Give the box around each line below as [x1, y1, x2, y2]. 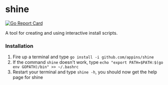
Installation [5, 42, 34, 49]
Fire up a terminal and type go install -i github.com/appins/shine [12, 54, 154, 60]
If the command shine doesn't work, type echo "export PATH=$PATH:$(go [12, 59, 163, 65]
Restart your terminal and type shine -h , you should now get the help [12, 69, 157, 75]
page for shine [12, 74, 43, 80]
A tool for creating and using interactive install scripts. [5, 30, 118, 36]
